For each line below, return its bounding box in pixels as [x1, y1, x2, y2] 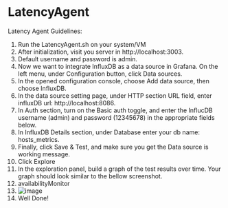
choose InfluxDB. [17, 84, 67, 92]
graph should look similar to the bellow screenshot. [17, 171, 163, 180]
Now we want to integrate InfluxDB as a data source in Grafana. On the [17, 62, 218, 70]
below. [17, 121, 37, 129]
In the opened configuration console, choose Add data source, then [17, 76, 210, 85]
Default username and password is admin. [17, 54, 138, 63]
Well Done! [17, 194, 49, 202]
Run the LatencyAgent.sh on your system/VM [17, 40, 146, 48]
